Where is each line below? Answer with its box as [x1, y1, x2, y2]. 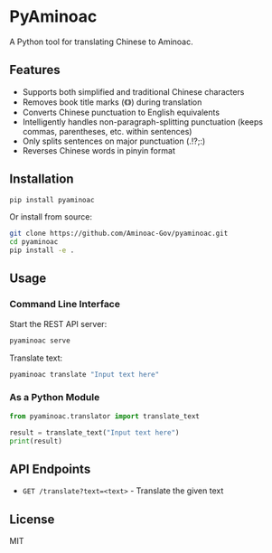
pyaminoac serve [9, 336, 70, 345]
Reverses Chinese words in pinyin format [22, 145, 176, 155]
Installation [9, 172, 74, 187]
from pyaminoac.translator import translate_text [9, 411, 201, 421]
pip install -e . [9, 246, 75, 255]
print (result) [9, 436, 63, 445]
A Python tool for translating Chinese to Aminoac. [9, 36, 194, 47]
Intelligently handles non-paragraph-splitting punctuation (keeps [22, 116, 264, 127]
